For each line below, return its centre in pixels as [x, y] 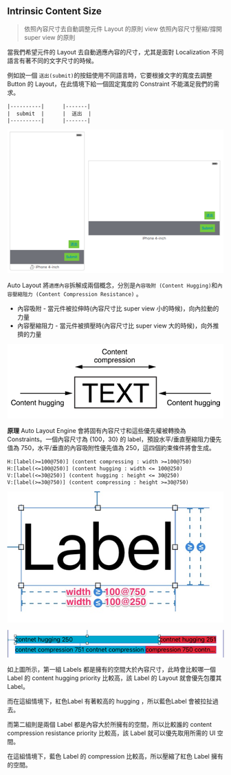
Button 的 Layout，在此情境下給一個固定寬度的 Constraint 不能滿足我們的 [110, 84]
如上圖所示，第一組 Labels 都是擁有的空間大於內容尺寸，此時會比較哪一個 [112, 669]
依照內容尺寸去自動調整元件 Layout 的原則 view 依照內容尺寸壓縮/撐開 [123, 29]
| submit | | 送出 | [49, 114]
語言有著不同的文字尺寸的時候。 [52, 61]
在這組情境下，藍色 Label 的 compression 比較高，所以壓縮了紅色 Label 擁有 [115, 756]
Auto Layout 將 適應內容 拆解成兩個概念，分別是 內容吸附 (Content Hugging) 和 [112, 285]
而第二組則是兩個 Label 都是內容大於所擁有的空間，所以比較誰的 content [109, 724]
